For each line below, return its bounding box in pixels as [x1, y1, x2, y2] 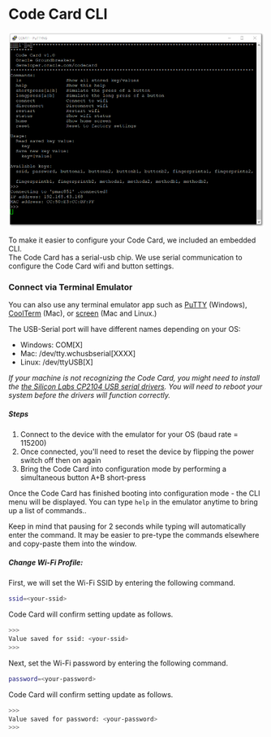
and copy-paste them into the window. [8, 539, 137, 549]
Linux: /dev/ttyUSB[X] [19, 357, 93, 367]
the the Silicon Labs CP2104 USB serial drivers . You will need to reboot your [8, 382, 263, 391]
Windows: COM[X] [19, 340, 84, 350]
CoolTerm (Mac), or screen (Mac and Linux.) [8, 308, 157, 318]
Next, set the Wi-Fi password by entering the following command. [8, 658, 229, 668]
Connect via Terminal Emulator [8, 281, 133, 293]
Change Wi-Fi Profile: [8, 557, 84, 567]
